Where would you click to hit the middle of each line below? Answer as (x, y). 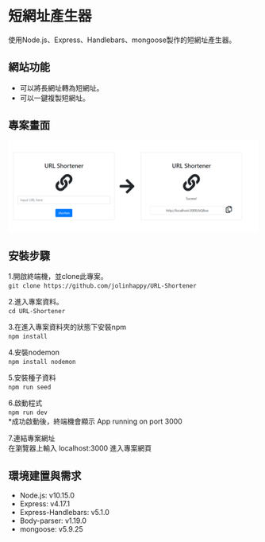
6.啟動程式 (25, 403)
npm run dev (28, 413)
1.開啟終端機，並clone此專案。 (58, 277)
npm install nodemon (42, 362)
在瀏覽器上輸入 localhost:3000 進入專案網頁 (80, 448)
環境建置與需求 (45, 476)
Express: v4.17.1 (45, 504)
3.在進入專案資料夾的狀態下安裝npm (67, 327)
